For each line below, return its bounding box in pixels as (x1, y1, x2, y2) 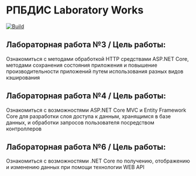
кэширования (6, 74, 40, 81)
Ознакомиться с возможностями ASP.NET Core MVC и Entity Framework (6, 106, 187, 113)
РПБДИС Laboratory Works (6, 4, 144, 17)
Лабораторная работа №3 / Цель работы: (6, 40, 166, 50)
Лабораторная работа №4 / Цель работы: (6, 91, 166, 101)
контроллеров (6, 125, 42, 132)
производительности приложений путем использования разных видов (6, 68, 184, 75)
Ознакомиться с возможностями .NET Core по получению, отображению (6, 157, 190, 164)
